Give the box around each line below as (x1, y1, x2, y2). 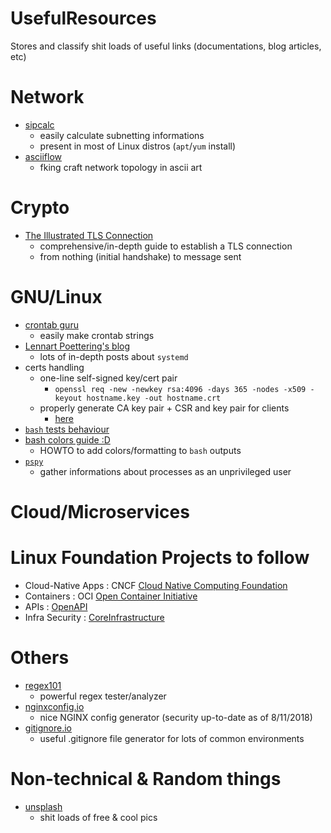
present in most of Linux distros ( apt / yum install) (39, 140, 237, 152)
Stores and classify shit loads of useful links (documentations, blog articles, (10, 40, 322, 52)
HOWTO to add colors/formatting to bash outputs (39, 444, 242, 456)
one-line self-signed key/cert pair (39, 372, 178, 384)
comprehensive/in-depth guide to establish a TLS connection (39, 240, 293, 252)
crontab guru (24, 318, 79, 331)
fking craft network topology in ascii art (39, 161, 203, 173)
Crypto (10, 197, 70, 219)
